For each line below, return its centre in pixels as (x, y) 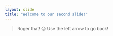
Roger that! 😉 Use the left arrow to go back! (63, 28)
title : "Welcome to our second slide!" (47, 14)
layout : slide (20, 10)
